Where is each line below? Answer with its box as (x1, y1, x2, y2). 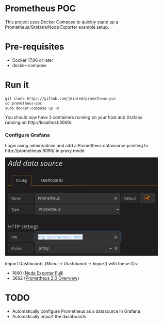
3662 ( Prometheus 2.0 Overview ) (12, 275, 79, 281)
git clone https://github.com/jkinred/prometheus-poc (5, 96, 116, 101)
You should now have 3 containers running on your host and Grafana (5, 114, 143, 120)
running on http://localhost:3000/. (5, 119, 73, 125)
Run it (5, 80, 29, 90)
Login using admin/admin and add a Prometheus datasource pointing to (5, 143, 148, 149)
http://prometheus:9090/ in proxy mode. (5, 148, 86, 153)
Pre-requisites (5, 41, 65, 52)
